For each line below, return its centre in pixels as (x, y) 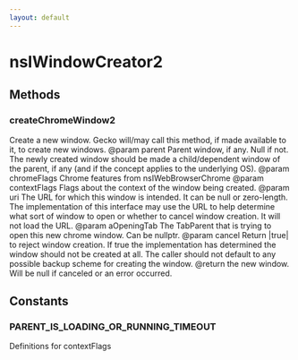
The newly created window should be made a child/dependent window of (145, 159)
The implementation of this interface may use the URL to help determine (142, 206)
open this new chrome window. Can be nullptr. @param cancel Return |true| (149, 235)
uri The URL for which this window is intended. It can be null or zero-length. (149, 197)
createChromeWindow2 (63, 120)
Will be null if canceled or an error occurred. (91, 273)
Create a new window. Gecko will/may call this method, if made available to (148, 140)
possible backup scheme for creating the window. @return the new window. (149, 263)
